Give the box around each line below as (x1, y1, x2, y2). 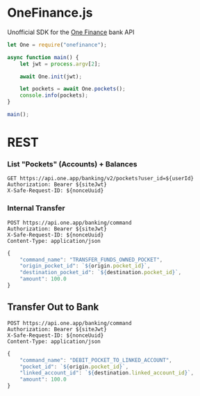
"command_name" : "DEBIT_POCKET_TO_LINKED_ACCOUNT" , (19, 356, 172, 363)
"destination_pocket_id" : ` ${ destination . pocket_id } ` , (19, 269, 182, 276)
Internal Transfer (7, 203, 65, 213)
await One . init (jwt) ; (19, 73, 82, 80)
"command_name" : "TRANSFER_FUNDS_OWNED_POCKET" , (19, 256, 163, 263)
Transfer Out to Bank (7, 301, 99, 313)
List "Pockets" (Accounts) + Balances (7, 159, 137, 169)
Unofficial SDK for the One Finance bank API (7, 28, 135, 36)
